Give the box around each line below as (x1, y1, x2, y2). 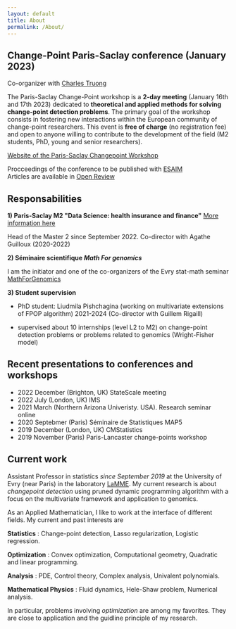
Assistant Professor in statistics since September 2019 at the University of (7, 472, 222, 481)
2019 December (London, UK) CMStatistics (17, 425, 143, 433)
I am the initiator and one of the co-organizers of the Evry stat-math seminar (7, 267, 229, 275)
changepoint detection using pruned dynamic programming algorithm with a (7, 487, 229, 495)
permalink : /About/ (7, 23, 65, 30)
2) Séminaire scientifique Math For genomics (7, 254, 142, 262)
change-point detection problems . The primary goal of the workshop (7, 108, 211, 116)
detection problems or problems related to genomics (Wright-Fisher (17, 331, 215, 338)
